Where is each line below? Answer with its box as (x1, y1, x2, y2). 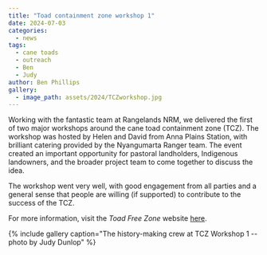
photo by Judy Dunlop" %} (8, 237, 96, 247)
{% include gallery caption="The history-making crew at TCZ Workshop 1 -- (8, 229, 257, 239)
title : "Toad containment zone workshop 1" (8, 11, 155, 20)
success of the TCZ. (8, 198, 75, 208)
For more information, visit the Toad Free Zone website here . (8, 214, 207, 223)
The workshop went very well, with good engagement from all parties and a (8, 181, 257, 191)
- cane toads (15, 49, 59, 57)
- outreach (15, 57, 52, 65)
